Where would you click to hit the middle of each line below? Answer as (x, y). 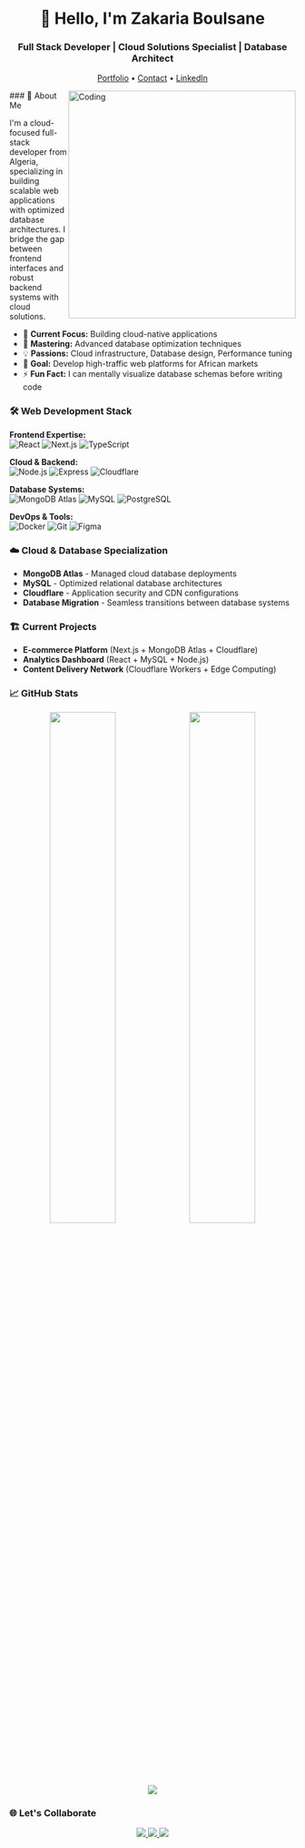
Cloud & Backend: (44, 462)
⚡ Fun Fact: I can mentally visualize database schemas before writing (152, 374)
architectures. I (38, 229)
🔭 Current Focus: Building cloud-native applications (120, 334)
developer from (38, 152)
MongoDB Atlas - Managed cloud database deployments (130, 574)
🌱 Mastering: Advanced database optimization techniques (132, 344)
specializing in (36, 171)
